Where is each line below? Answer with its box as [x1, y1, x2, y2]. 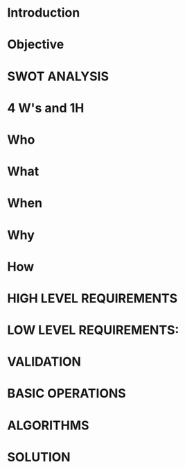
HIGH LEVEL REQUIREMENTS [7, 290, 178, 306]
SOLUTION [7, 449, 71, 465]
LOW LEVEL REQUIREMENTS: [7, 323, 179, 338]
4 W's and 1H [7, 100, 85, 116]
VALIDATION [7, 354, 82, 370]
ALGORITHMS [7, 418, 89, 433]
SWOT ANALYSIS [7, 68, 109, 84]
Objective [7, 37, 64, 53]
